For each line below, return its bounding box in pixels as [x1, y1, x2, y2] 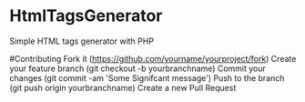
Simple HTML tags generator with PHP [9, 36, 155, 46]
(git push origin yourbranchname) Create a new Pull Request [9, 82, 237, 93]
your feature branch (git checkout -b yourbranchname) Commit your [9, 63, 267, 74]
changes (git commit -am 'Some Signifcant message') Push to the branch [9, 72, 285, 83]
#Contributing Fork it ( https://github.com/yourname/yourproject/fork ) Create [9, 53, 297, 64]
